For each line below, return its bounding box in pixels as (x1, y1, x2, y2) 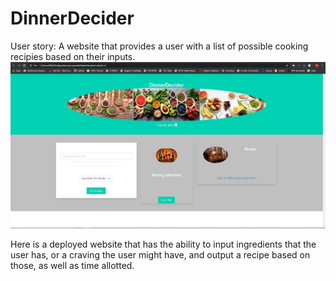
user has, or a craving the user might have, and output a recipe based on (10, 248, 311, 261)
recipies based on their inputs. (10, 50, 136, 62)
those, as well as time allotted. (10, 259, 135, 271)
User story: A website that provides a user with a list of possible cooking (10, 40, 309, 52)
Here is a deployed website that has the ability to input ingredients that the (10, 238, 317, 250)
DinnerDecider (10, 7, 135, 30)
